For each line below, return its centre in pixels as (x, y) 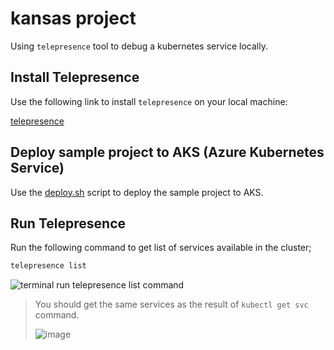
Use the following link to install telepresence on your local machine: (149, 101)
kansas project (73, 18)
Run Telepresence (68, 223)
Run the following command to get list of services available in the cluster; (161, 248)
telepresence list (48, 266)
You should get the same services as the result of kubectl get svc (171, 304)
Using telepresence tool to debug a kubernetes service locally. (139, 46)
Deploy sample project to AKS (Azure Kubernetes (167, 152)
